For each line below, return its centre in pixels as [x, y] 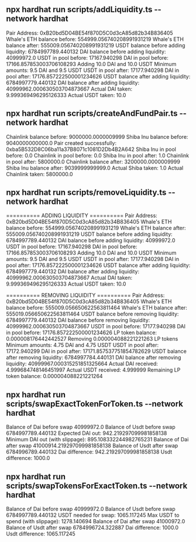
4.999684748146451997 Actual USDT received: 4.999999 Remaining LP [93, 370]
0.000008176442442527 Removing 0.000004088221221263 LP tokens [92, 339]
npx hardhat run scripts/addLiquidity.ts [79, 10]
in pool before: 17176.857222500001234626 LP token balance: [81, 332]
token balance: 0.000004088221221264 [55, 376]
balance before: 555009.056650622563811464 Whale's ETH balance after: [97, 308]
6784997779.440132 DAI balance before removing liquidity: [78, 320]
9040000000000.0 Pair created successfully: [61, 143]
